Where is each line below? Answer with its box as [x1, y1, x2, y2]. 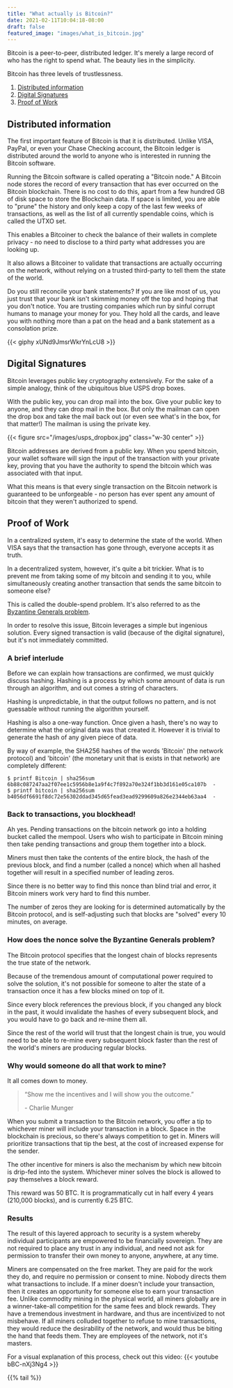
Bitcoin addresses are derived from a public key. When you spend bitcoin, [7, 446, 219, 455]
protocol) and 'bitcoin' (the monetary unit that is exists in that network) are [7, 754, 220, 762]
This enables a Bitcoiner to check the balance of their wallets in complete [7, 231, 218, 239]
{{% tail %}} [7, 1373, 42, 1382]
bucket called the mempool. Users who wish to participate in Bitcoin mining [7, 833, 223, 841]
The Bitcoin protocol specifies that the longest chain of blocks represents [7, 951, 218, 959]
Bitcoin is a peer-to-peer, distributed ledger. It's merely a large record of [7, 49, 214, 57]
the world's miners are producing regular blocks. [7, 1043, 147, 1052]
